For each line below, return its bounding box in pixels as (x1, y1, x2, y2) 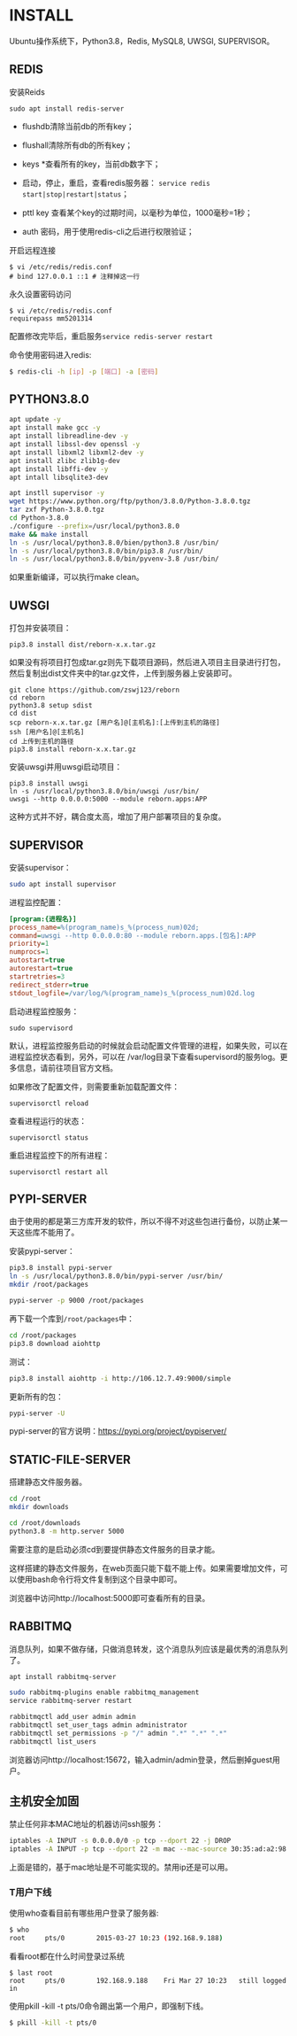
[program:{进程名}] (9, 914, 77, 924)
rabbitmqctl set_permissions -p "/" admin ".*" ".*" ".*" (9, 1729, 227, 1738)
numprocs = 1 (9, 948, 49, 956)
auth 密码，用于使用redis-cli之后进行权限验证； (21, 226, 194, 236)
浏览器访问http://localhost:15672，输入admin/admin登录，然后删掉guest (9, 1754, 272, 1765)
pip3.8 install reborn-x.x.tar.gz (9, 745, 137, 754)
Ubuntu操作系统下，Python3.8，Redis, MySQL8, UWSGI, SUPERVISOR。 (9, 35, 275, 46)
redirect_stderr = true (9, 980, 89, 989)
